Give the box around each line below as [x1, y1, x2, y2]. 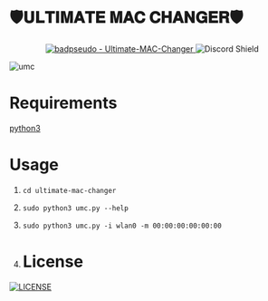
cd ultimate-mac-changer [22, 186, 117, 195]
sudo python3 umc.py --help [22, 203, 129, 213]
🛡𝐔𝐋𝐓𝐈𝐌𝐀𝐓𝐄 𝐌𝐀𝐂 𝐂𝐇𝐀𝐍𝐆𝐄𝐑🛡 [9, 7, 244, 28]
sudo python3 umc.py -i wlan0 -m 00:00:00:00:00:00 [22, 221, 222, 230]
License [22, 251, 84, 272]
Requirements [9, 92, 118, 113]
